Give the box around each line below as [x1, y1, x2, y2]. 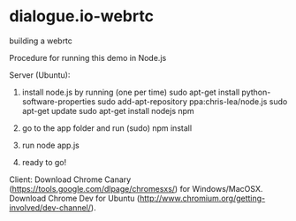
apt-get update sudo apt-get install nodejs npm [21, 105, 194, 116]
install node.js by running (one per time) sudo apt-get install [21, 87, 240, 97]
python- [241, 87, 271, 97]
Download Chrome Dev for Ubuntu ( [9, 193, 140, 203]
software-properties [21, 95, 95, 107]
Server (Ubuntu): [9, 69, 71, 80]
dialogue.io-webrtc [9, 6, 155, 27]
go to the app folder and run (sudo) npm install [21, 122, 193, 133]
